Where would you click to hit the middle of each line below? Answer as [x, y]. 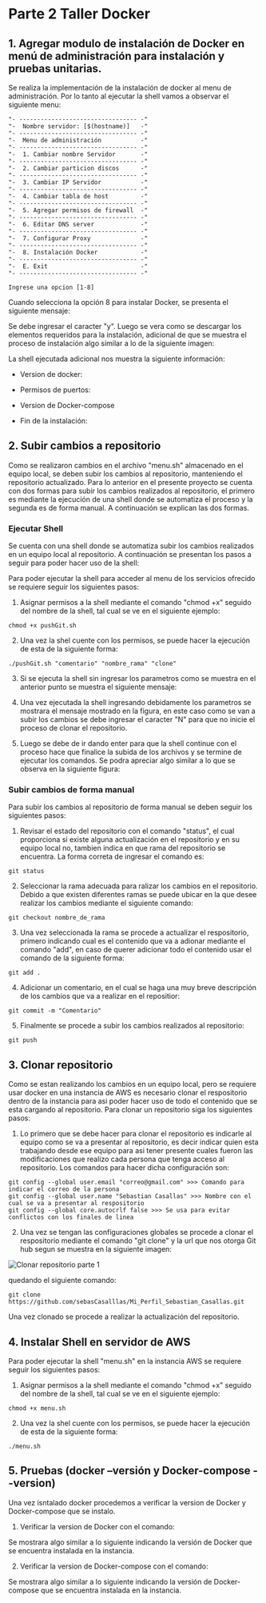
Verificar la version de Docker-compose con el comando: [114, 1566]
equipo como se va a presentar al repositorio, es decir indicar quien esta [139, 1142]
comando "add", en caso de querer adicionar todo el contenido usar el [135, 950]
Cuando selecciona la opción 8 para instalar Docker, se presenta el [119, 302]
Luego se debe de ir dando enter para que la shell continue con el [128, 743]
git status [26, 872]
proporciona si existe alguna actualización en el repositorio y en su [129, 840]
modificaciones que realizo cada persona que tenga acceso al [122, 1159]
